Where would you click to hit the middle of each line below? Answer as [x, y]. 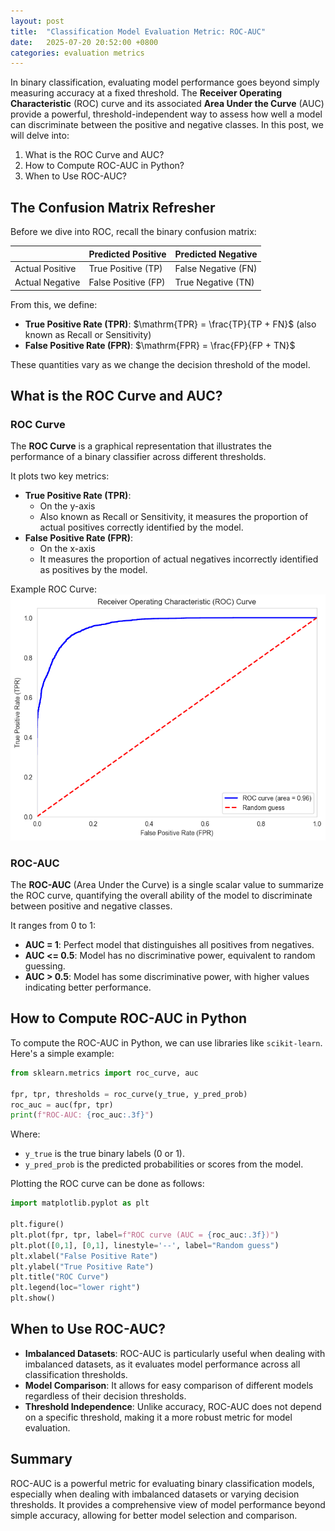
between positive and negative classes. [91, 906]
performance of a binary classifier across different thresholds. [138, 457]
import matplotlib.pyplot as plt [80, 1203]
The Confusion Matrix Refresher [113, 207]
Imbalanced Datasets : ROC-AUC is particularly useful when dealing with [175, 1353]
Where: [25, 1134]
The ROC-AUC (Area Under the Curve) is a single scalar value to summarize [167, 885]
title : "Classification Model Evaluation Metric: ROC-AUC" [138, 31]
